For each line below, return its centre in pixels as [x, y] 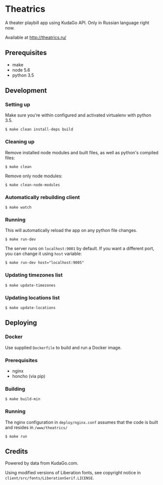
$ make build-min [23, 399]
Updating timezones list [34, 275]
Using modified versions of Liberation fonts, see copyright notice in [73, 473]
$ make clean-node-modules [33, 185]
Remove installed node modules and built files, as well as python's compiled [82, 152]
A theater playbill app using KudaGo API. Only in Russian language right [77, 23]
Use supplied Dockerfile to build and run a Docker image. [63, 347]
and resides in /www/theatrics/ [36, 427]
